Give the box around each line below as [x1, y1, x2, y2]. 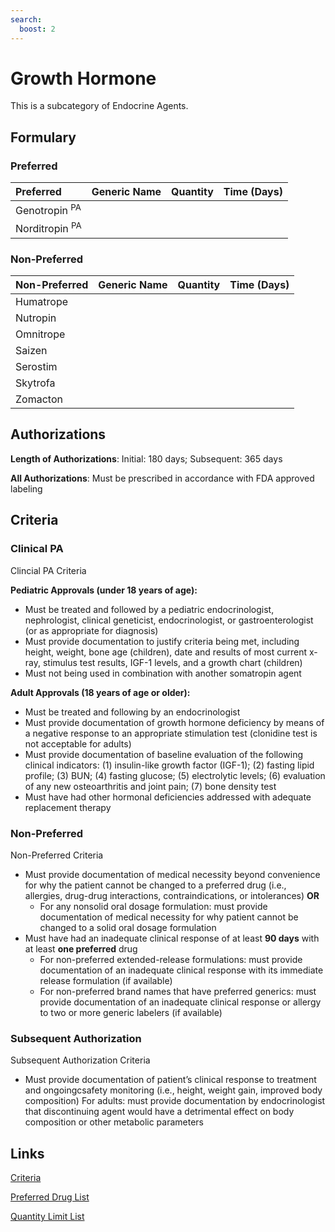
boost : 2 [19, 24, 56, 34]
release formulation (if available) [39, 974, 173, 986]
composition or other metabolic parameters [24, 1116, 205, 1128]
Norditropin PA [15, 220, 82, 236]
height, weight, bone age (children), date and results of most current [24, 646, 307, 658]
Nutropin [15, 311, 57, 325]
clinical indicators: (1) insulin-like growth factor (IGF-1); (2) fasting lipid [24, 759, 315, 771]
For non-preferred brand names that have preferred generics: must [39, 985, 317, 997]
